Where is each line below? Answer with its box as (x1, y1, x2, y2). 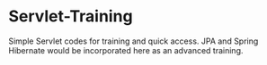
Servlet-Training (8, 6, 133, 27)
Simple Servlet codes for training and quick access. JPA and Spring (8, 36, 259, 46)
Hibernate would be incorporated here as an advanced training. (8, 45, 244, 55)
